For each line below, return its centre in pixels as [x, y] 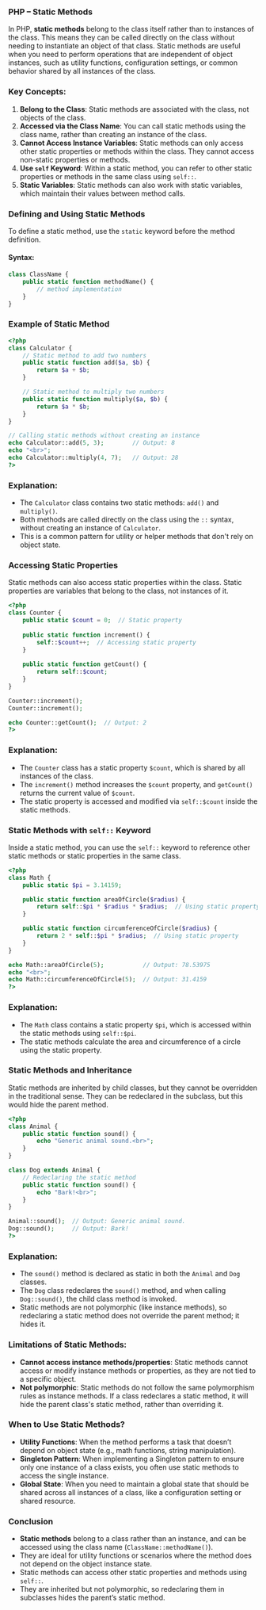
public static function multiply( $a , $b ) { [95, 399]
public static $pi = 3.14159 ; [72, 885]
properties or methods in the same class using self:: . [108, 176]
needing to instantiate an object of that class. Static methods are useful [124, 46]
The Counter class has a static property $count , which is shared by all [132, 767]
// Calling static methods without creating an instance [104, 436]
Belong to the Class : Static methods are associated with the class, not [134, 109]
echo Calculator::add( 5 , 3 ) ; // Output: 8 [92, 443]
